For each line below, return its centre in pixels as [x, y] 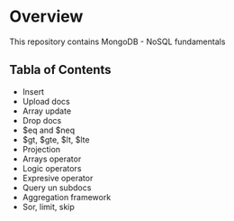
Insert [33, 91]
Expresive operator [58, 178]
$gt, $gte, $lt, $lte [56, 139]
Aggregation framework [67, 197]
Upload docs [46, 101]
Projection [41, 149]
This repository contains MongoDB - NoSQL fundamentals [117, 41]
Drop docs [42, 120]
